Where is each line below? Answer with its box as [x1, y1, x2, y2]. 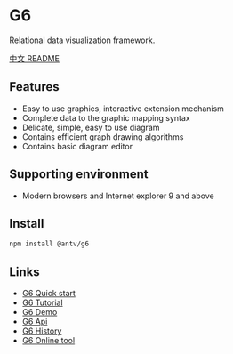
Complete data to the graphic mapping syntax [21, 112, 190, 123]
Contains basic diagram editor [21, 141, 133, 151]
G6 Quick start [21, 288, 76, 299]
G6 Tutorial [21, 297, 64, 308]
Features [9, 79, 60, 94]
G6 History [21, 326, 62, 336]
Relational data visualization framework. [9, 35, 156, 45]
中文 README [9, 52, 60, 63]
